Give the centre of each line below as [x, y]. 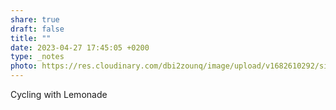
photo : [24, 66]
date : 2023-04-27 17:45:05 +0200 [80, 47]
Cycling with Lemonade [59, 94]
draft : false [37, 29]
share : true [35, 19]
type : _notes [37, 57]
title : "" [31, 38]
